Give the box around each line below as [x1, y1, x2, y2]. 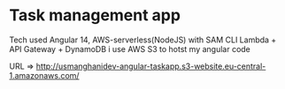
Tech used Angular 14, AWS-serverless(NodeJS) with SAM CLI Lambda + [9, 34, 277, 45]
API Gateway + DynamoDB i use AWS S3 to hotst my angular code [9, 43, 250, 54]
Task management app [9, 5, 181, 26]
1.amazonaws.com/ [9, 70, 80, 80]
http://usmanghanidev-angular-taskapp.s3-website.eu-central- [35, 61, 266, 71]
